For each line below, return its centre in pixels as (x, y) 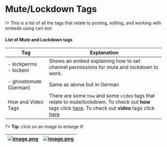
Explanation (104, 53)
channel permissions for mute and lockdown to (104, 67)
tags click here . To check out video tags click (102, 108)
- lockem (19, 71)
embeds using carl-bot (29, 28)
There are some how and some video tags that (102, 96)
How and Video (26, 102)
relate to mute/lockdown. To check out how (100, 102)
